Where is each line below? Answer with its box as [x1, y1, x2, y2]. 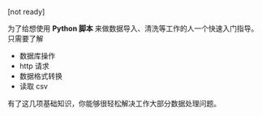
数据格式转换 [19, 71, 62, 80]
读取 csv [19, 81, 48, 91]
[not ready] [7, 7, 45, 16]
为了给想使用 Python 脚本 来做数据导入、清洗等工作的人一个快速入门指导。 [7, 24, 259, 33]
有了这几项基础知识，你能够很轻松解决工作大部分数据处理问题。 [7, 99, 221, 108]
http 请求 [19, 61, 49, 71]
